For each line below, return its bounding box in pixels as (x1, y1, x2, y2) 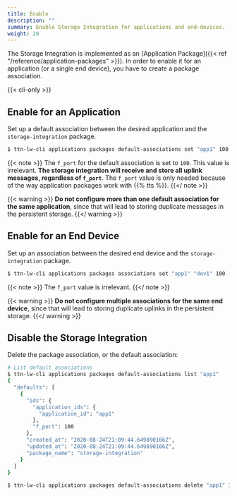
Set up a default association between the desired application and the (7, 125, 207, 133)
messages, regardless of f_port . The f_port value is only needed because (7, 174, 226, 182)
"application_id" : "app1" (38, 410, 115, 417)
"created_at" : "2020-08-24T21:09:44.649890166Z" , (25, 437, 175, 444)
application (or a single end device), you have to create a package (7, 64, 200, 73)
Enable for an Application (7, 106, 121, 118)
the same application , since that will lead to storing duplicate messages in (7, 202, 224, 210)
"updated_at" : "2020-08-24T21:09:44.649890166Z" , (25, 442, 175, 450)
